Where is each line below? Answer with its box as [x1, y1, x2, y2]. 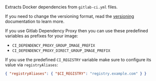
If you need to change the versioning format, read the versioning [5, 13, 135, 19]
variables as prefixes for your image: [5, 33, 79, 39]
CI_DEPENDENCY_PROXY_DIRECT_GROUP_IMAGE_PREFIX [12, 48, 110, 53]
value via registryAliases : [5, 62, 58, 67]
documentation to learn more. [5, 19, 65, 24]
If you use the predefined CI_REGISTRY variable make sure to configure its [5, 57, 152, 62]
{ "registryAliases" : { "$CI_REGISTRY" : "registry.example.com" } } [5, 71, 147, 76]
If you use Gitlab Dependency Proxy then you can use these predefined [5, 28, 148, 33]
